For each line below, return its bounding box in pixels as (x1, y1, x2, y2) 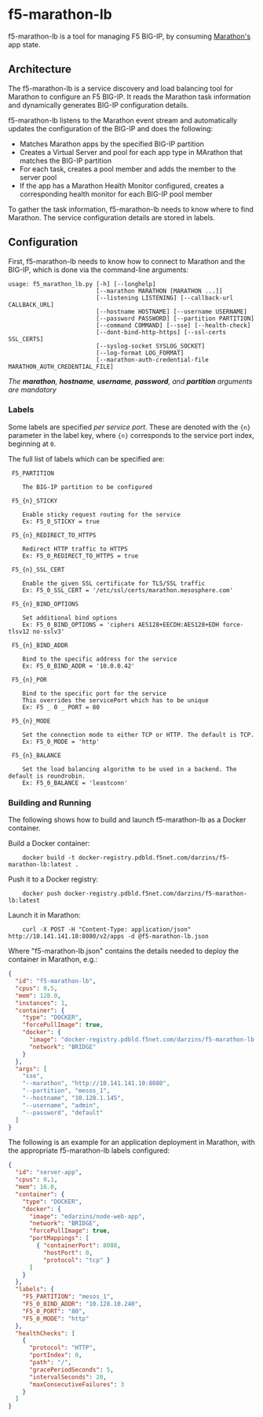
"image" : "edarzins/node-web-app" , (28, 1213, 146, 1220)
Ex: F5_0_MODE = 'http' (22, 738, 100, 745)
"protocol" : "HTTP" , (28, 1344, 97, 1352)
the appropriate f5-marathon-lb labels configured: (8, 1146, 170, 1155)
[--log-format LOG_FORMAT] (95, 348, 184, 357)
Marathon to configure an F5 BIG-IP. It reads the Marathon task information (8, 92, 251, 101)
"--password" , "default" (22, 1109, 104, 1117)
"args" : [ (15, 1065, 47, 1073)
